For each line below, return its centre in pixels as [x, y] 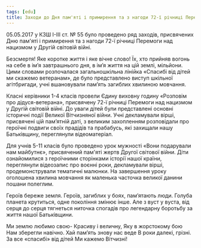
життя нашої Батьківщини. [40, 214]
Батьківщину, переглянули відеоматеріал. [60, 134]
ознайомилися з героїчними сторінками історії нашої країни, [84, 158]
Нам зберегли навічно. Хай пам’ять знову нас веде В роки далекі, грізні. [99, 232]
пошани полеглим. [30, 184]
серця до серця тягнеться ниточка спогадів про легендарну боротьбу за [100, 208]
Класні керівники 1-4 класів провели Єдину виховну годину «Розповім [97, 96]
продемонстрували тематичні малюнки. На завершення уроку [86, 171]
